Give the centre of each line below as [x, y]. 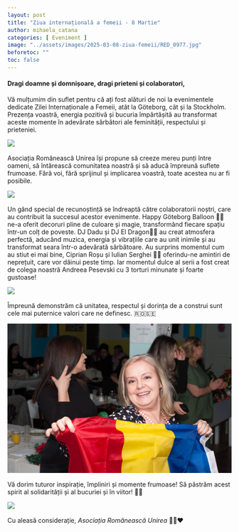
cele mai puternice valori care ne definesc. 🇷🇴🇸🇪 [82, 314]
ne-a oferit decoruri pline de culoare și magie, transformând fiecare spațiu [116, 225]
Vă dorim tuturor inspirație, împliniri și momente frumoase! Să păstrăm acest [119, 484]
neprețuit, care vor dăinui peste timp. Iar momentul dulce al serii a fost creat [118, 262]
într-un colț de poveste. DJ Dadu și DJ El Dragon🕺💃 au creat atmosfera [111, 232]
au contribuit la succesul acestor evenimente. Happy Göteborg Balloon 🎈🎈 [116, 217]
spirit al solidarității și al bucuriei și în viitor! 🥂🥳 [75, 491]
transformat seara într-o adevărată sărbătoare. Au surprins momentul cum [116, 247]
